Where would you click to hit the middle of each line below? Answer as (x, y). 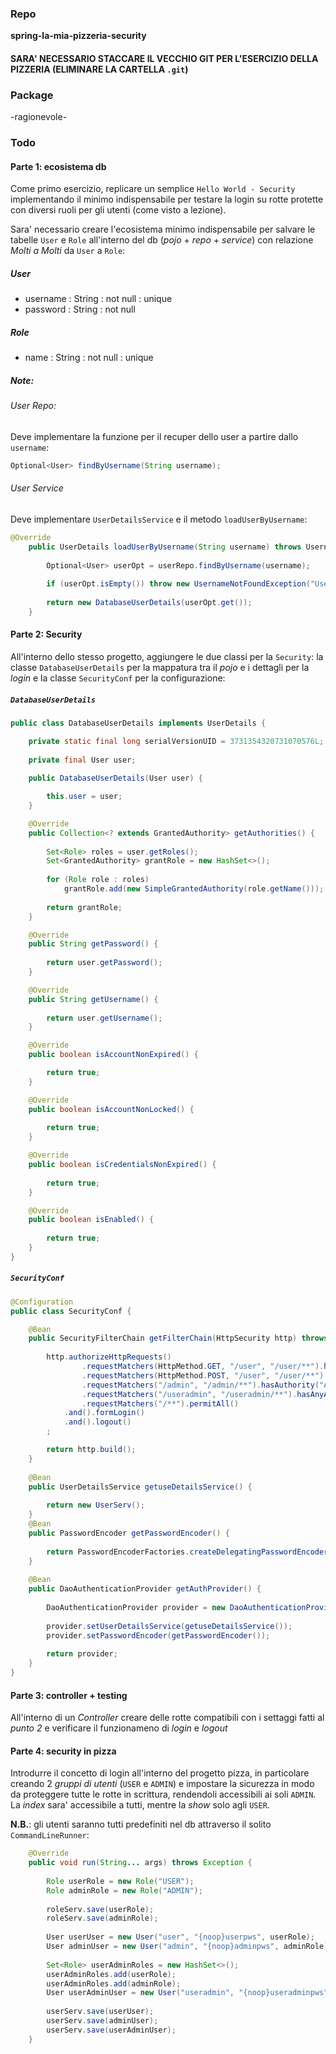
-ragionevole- (39, 117)
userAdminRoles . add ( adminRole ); (114, 1983)
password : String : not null (80, 309)
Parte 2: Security (46, 634)
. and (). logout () (97, 1422)
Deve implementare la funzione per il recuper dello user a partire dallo (154, 436)
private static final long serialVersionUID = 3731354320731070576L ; (176, 741)
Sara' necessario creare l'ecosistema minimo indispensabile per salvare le (163, 229)
